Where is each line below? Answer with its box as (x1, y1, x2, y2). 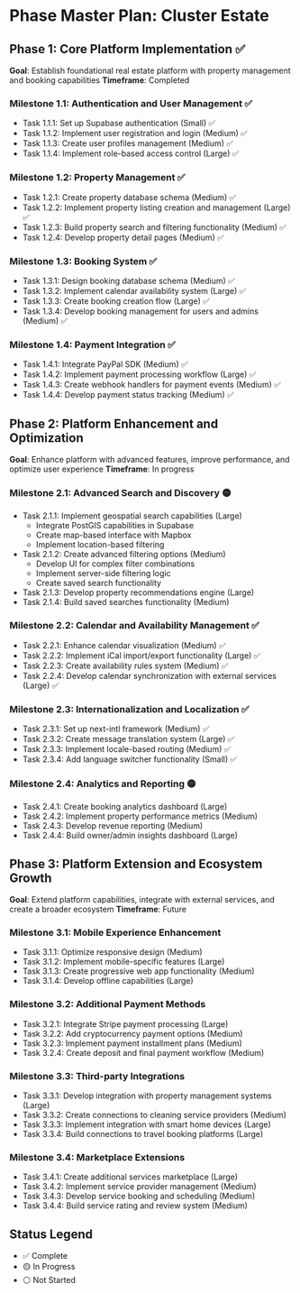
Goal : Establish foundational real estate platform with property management (9, 65, 291, 76)
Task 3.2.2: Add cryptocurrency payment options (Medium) (22, 1028, 243, 1039)
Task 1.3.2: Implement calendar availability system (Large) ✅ (22, 285, 247, 296)
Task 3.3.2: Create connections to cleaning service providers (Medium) (22, 1109, 286, 1120)
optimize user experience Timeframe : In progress (9, 463, 195, 474)
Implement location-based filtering (35, 539, 165, 550)
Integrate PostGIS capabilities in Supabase (35, 520, 195, 531)
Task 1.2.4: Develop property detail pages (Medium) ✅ (22, 232, 224, 243)
